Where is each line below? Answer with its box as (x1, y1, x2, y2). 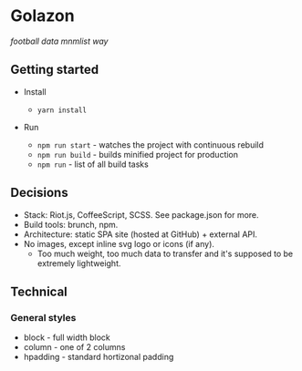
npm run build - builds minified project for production (36, 149, 239, 160)
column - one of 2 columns (23, 342, 126, 353)
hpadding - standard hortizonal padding (23, 352, 174, 363)
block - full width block (23, 332, 110, 343)
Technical (10, 283, 68, 299)
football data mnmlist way (10, 36, 109, 46)
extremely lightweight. (36, 257, 121, 269)
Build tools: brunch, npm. (23, 219, 119, 230)
